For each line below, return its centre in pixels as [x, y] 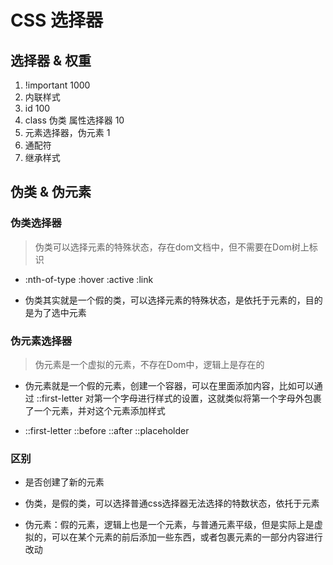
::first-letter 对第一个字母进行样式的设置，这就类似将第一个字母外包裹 [179, 398]
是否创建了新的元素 [64, 482]
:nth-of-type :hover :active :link [89, 279]
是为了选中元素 [55, 312]
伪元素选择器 [41, 341]
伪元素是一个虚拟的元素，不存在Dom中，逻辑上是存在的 [149, 364]
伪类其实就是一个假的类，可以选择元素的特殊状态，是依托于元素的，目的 [173, 300]
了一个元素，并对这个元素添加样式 [95, 410]
